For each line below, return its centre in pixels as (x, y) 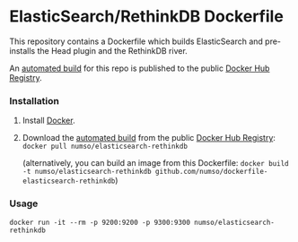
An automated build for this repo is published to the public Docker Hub (140, 68)
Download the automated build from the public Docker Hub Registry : (149, 138)
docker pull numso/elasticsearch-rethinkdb (105, 147)
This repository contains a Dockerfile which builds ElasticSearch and (136, 41)
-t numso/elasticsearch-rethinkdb (87, 172)
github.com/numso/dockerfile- (212, 172)
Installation (35, 100)
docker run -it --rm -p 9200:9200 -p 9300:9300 (100, 222)
